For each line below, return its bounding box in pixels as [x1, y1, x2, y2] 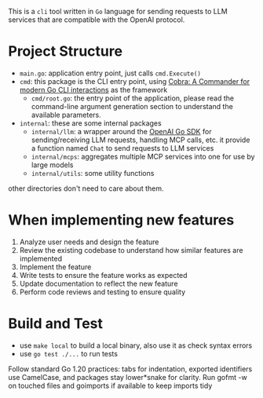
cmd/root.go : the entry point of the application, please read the [31, 93, 234, 103]
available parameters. [31, 110, 102, 119]
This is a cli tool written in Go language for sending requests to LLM [8, 7, 228, 16]
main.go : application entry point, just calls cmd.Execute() [19, 68, 202, 78]
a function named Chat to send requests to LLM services [31, 143, 214, 152]
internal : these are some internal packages [19, 118, 163, 128]
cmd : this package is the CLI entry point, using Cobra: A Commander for [19, 76, 250, 86]
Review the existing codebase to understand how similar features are [19, 245, 243, 254]
